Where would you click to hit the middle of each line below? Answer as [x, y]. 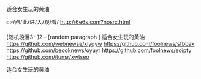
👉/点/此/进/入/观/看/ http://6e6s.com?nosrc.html [68, 22]
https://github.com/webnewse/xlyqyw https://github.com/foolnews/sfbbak [100, 44]
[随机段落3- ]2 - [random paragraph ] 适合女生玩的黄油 [76, 37]
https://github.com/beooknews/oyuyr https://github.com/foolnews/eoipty [99, 50]
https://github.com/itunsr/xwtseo [48, 57]
